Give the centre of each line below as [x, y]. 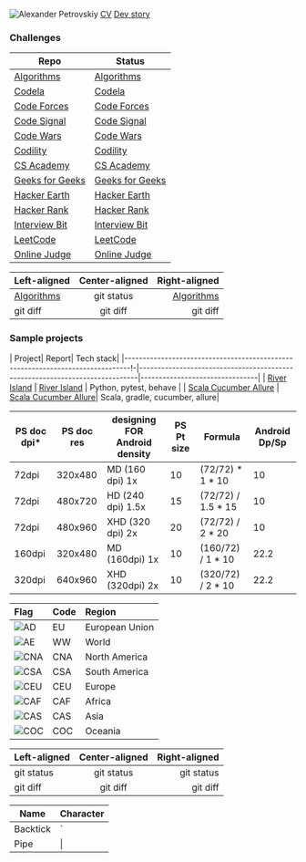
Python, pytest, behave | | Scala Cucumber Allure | [184, 387]
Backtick [33, 828]
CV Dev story [125, 14]
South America [117, 671]
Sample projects [46, 338]
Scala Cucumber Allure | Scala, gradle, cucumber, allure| [115, 397]
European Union [120, 627]
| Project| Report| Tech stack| [65, 358]
